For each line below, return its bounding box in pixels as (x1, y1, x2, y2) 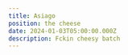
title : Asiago (8, 11, 56, 20)
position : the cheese (8, 19, 81, 27)
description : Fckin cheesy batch (8, 34, 121, 43)
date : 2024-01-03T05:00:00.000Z (8, 27, 117, 35)
